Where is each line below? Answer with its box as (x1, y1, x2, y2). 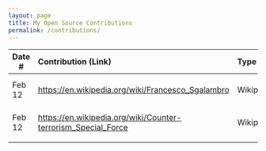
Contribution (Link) (38, 56, 112, 67)
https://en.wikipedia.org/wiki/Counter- (38, 112, 182, 123)
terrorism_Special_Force (38, 122, 128, 133)
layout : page (8, 11, 51, 20)
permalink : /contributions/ (8, 26, 101, 34)
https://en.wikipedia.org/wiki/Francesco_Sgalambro (38, 85, 230, 96)
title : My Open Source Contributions (8, 19, 133, 27)
